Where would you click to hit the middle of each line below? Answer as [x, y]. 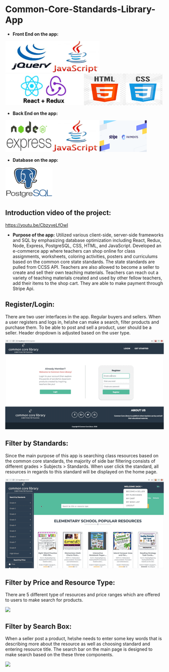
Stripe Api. [23, 289]
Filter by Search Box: [38, 626]
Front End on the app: [35, 34]
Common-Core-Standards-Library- [80, 9]
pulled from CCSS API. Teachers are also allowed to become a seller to [86, 267]
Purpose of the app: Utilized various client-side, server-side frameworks [88, 235]
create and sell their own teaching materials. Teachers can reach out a [85, 272]
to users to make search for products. [44, 600]
